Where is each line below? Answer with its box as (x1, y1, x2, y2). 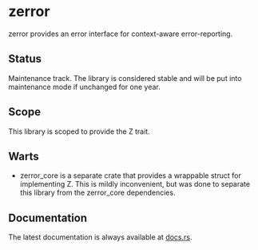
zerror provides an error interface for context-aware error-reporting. (8, 29, 233, 38)
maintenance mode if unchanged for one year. (8, 82, 161, 91)
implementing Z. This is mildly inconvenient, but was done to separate (19, 179, 250, 189)
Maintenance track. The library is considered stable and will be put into (8, 73, 242, 83)
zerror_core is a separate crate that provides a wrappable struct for (19, 171, 241, 180)
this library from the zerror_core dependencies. (19, 187, 176, 198)
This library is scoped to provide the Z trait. (8, 127, 150, 136)
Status (8, 52, 42, 66)
